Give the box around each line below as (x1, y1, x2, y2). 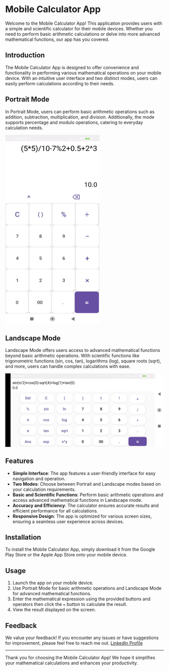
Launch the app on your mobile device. (12, 580, 94, 586)
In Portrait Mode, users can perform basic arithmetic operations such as (5, 109, 155, 115)
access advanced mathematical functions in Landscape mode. (12, 497, 142, 503)
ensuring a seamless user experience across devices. (12, 519, 124, 525)
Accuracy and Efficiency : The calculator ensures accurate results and (12, 502, 159, 508)
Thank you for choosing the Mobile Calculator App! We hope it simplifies (5, 654, 155, 660)
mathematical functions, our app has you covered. (5, 36, 110, 42)
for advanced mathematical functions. (12, 591, 92, 597)
